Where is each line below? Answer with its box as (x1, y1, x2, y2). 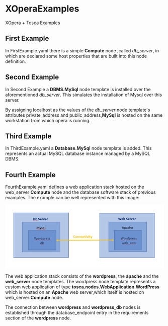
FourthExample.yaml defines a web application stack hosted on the (5, 184, 144, 190)
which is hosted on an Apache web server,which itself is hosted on (5, 289, 144, 295)
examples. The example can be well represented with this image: (5, 195, 140, 201)
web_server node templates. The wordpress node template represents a (5, 278, 156, 284)
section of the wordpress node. (5, 315, 71, 321)
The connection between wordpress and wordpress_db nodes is (5, 304, 141, 310)
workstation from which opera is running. (5, 117, 91, 123)
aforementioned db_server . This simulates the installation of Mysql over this (5, 92, 162, 98)
